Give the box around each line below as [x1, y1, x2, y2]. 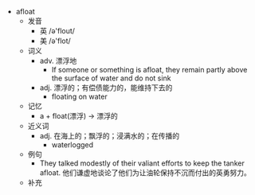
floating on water [51, 92, 108, 101]
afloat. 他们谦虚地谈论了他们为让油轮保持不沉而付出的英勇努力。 [39, 168, 251, 177]
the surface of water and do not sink [51, 73, 171, 83]
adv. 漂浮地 [39, 56, 77, 65]
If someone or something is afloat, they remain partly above [51, 65, 248, 74]
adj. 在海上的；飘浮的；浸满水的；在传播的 [39, 131, 180, 140]
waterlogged [51, 140, 94, 150]
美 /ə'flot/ [39, 36, 72, 45]
